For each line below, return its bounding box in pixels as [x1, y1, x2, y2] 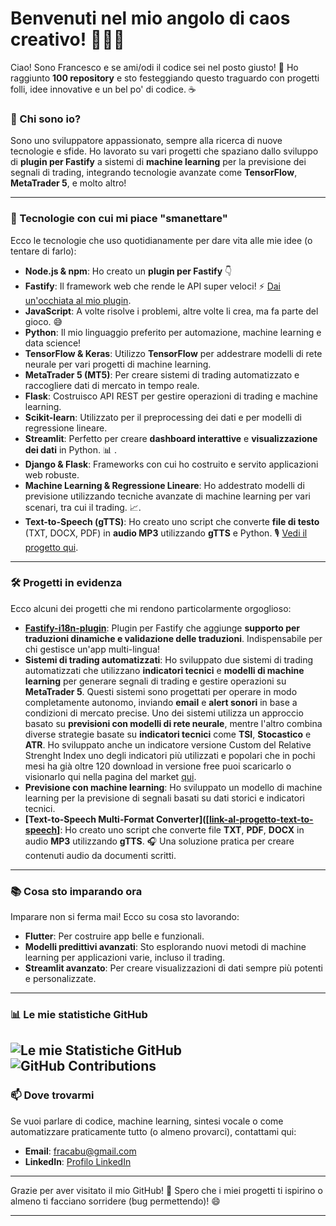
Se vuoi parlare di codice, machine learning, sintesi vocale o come [10, 1115, 284, 1127]
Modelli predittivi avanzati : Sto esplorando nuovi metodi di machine [24, 941, 307, 953]
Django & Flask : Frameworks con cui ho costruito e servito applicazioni [24, 458, 319, 470]
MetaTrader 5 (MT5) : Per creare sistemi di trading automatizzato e [24, 368, 300, 381]
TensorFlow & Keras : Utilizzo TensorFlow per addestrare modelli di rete [24, 347, 323, 359]
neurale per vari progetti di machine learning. [24, 358, 212, 370]
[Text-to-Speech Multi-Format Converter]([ [24, 813, 210, 825]
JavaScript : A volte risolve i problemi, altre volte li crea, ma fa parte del [24, 305, 319, 317]
